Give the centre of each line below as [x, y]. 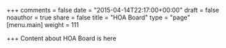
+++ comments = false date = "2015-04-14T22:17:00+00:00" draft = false [113, 10]
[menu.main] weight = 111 [43, 25]
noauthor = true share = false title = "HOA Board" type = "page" [98, 17]
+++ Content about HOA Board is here [61, 38]
